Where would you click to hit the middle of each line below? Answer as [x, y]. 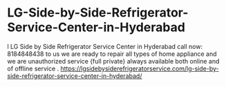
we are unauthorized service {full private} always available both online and [113, 61]
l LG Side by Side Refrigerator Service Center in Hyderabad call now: [105, 46]
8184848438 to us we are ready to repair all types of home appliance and [112, 54]
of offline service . [33, 68]
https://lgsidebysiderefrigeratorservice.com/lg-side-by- [140, 68]
